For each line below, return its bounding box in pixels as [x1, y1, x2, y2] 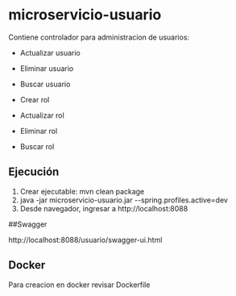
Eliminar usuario [19, 63, 74, 73]
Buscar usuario [19, 79, 71, 89]
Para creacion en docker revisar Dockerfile [8, 280, 151, 290]
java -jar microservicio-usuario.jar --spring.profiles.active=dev [19, 195, 228, 205]
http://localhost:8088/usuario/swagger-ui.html [8, 235, 163, 244]
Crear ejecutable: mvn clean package [19, 186, 145, 196]
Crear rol [19, 94, 50, 104]
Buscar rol [19, 141, 55, 151]
